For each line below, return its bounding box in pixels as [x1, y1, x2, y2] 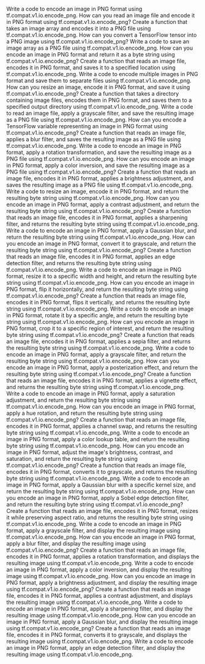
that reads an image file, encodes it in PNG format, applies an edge [6, 253, 176, 260]
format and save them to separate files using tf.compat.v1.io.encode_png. [6, 77, 192, 84]
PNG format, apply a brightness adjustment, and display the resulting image [6, 579, 198, 586]
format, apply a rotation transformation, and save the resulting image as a [6, 149, 192, 156]
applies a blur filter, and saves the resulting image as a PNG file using [6, 136, 181, 143]
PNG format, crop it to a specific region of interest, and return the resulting [6, 325, 195, 332]
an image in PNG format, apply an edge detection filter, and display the [6, 644, 185, 651]
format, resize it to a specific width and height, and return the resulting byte [6, 272, 197, 280]
